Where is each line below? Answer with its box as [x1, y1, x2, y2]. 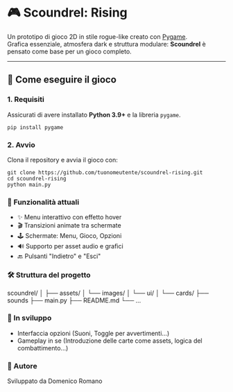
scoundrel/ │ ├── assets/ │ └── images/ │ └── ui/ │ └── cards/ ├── [7, 289, 209, 297]
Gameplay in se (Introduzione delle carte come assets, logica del [17, 336, 202, 345]
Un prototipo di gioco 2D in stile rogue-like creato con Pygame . [7, 32, 188, 41]
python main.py [7, 181, 51, 188]
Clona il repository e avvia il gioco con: [7, 155, 118, 164]
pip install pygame [7, 123, 64, 131]
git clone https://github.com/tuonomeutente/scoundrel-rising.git [7, 169, 203, 176]
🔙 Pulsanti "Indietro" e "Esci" [17, 252, 101, 260]
